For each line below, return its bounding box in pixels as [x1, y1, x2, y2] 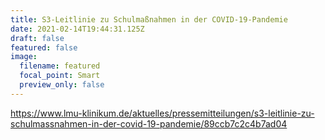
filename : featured [19, 61, 101, 71]
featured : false [10, 42, 78, 53]
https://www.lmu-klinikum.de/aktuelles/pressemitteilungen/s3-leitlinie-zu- [10, 107, 315, 119]
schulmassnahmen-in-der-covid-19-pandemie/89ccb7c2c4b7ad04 [10, 117, 288, 130]
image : [10, 52, 38, 62]
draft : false [10, 33, 65, 43]
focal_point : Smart [19, 71, 101, 81]
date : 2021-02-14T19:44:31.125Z [10, 24, 145, 34]
